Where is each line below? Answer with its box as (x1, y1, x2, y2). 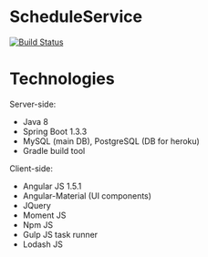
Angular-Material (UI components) (22, 190, 152, 201)
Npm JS (22, 219, 54, 230)
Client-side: (9, 162, 53, 174)
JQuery (22, 200, 52, 211)
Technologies (9, 68, 116, 89)
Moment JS (22, 210, 67, 221)
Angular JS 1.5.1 (22, 180, 82, 191)
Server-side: (9, 98, 57, 109)
